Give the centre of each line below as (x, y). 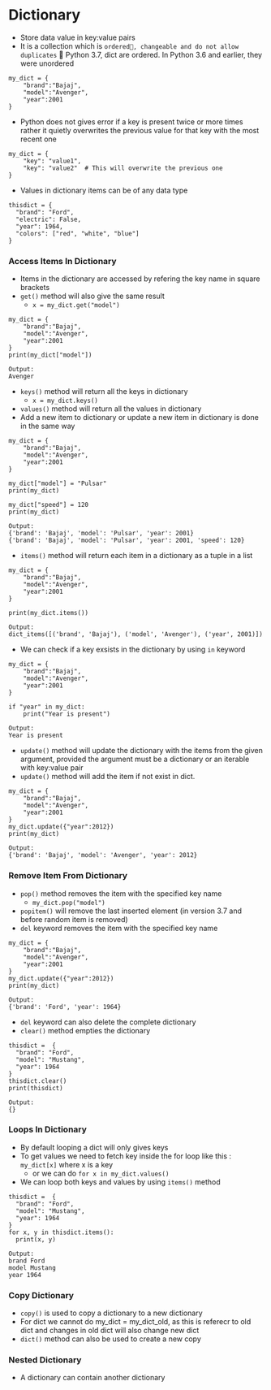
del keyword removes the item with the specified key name (119, 928)
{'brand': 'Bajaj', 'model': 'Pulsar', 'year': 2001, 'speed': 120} (127, 541)
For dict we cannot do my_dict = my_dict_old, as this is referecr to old (135, 1322)
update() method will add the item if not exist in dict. (108, 777)
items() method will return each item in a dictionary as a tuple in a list (136, 556)
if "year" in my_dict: (47, 707)
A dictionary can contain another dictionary (92, 1378)
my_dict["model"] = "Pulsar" (58, 484)
